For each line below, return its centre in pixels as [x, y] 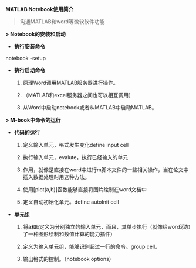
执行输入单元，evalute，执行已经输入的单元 [75, 157]
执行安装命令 [29, 47]
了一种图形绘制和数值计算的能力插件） [69, 234]
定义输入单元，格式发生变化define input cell [76, 145]
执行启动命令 [29, 70]
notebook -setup [26, 58]
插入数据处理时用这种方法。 [56, 177]
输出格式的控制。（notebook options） [68, 259]
